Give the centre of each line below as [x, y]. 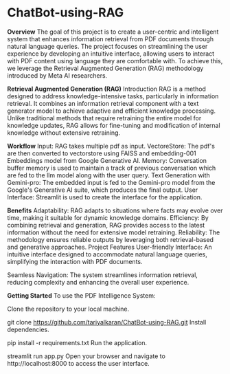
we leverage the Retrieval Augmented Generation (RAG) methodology [105, 68]
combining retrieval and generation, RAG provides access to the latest [106, 225]
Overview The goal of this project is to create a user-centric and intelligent [113, 32]
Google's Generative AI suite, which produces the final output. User [103, 190]
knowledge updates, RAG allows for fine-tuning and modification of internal [114, 125]
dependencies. [28, 329]
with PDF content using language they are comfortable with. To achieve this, [115, 60]
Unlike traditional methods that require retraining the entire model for [104, 118]
